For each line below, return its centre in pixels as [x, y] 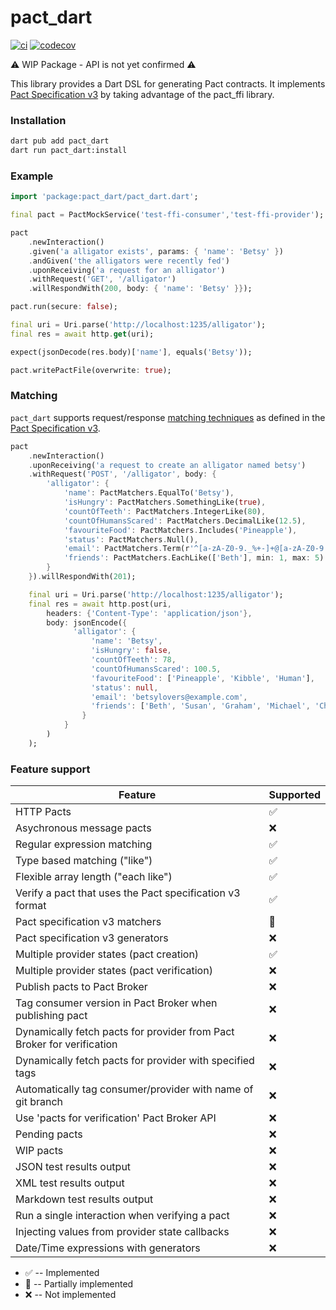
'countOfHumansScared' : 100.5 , [156, 669]
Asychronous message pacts [83, 828]
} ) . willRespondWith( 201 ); [82, 577]
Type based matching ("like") [84, 861]
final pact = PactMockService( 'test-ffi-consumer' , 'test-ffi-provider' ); [167, 215]
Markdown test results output [84, 1199]
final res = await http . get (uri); [82, 334]
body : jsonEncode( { [87, 622]
